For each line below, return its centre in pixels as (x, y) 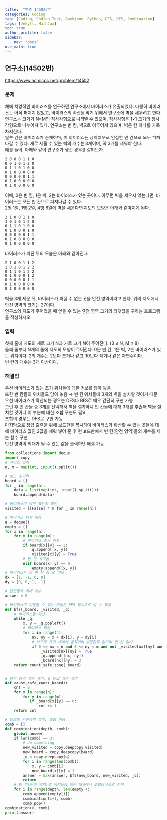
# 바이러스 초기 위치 (41, 541)
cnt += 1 (47, 706)
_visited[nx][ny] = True (66, 651)
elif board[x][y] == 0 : (47, 563)
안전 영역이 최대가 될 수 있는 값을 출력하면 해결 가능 (55, 444)
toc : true (15, 28)
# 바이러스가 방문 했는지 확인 (31, 504)
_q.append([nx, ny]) (62, 656)
